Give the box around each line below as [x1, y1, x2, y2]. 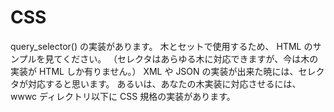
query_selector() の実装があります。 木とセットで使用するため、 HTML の [10, 40, 313, 52]
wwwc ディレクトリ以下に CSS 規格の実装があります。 [10, 90, 236, 102]
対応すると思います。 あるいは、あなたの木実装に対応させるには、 [27, 77, 302, 90]
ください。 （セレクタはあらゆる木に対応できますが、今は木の [62, 52, 319, 65]
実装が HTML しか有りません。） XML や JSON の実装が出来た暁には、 [10, 65, 299, 77]
